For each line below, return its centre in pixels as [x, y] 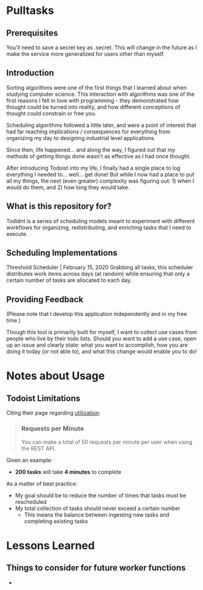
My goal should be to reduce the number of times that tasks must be [101, 495]
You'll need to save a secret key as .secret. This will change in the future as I [101, 47]
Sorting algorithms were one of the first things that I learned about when [96, 87]
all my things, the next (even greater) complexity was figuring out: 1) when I [100, 181]
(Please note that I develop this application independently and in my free [97, 314]
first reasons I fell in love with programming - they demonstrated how [93, 100]
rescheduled [31, 501]
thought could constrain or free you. [52, 113]
